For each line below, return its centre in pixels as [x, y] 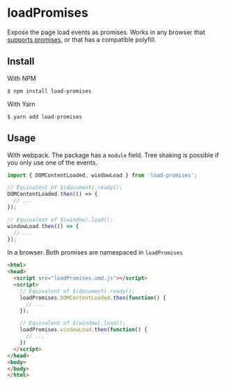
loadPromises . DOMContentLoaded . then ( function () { [93, 298]
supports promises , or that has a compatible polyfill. [82, 39]
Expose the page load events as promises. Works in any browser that [106, 32]
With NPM [22, 78]
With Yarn [22, 104]
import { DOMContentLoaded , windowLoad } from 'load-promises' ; [102, 175]
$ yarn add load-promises [45, 116]
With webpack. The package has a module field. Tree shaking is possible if [113, 155]
